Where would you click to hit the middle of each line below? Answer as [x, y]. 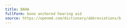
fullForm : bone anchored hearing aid [43, 14]
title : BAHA [17, 9]
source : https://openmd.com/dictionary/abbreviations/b [63, 18]
